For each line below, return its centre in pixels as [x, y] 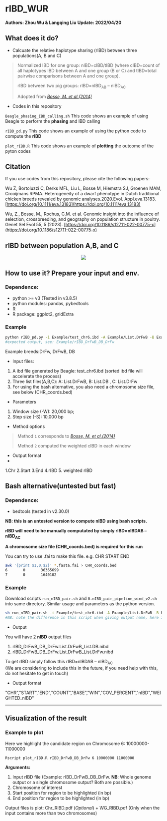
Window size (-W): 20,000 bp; [43, 411]
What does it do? [32, 38]
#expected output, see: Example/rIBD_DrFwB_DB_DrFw [60, 342]
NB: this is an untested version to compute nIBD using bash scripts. [76, 521]
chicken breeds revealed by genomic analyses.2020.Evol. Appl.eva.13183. [81, 199]
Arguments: [18, 768]
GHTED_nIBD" [20, 698]
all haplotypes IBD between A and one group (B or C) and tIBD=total [87, 70]
